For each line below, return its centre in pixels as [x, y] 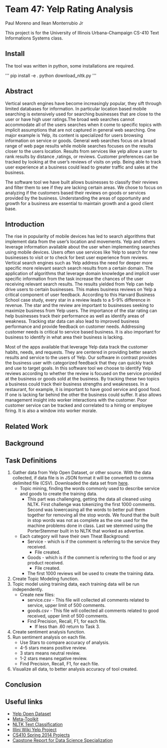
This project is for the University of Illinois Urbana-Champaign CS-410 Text [82, 32]
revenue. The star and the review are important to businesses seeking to [80, 305]
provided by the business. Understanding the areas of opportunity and [78, 198]
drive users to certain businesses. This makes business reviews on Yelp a [81, 289]
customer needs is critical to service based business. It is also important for [83, 332]
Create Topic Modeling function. [45, 578]
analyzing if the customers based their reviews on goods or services [76, 192]
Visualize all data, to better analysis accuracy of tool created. [75, 669]
